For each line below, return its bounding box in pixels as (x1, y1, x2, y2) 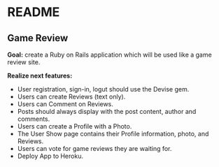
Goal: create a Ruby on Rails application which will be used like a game (7, 50, 212, 59)
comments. (17, 115, 50, 123)
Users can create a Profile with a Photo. (17, 122, 132, 130)
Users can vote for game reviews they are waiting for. (17, 145, 172, 152)
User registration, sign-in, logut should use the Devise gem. (17, 85, 190, 93)
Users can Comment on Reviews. (17, 100, 114, 108)
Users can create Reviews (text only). (17, 92, 126, 101)
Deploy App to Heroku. (17, 152, 84, 160)
